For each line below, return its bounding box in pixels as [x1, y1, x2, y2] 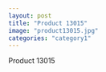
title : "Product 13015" [8, 19, 88, 27]
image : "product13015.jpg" [8, 26, 99, 34]
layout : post [8, 11, 52, 20]
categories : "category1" [8, 34, 92, 42]
